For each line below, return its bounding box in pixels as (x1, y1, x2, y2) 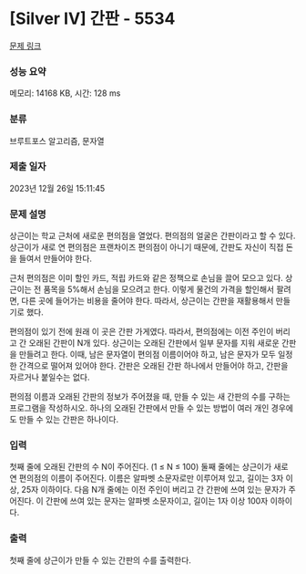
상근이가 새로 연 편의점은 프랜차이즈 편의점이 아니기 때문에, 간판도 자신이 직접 (9, 242, 284, 253)
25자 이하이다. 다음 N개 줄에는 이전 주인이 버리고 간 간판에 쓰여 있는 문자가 (21, 485, 287, 496)
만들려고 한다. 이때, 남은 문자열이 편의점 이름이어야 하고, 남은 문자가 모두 (18, 349, 276, 360)
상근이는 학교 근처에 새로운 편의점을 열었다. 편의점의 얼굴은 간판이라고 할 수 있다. (9, 230, 296, 242)
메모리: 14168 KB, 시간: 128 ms (9, 88, 121, 99)
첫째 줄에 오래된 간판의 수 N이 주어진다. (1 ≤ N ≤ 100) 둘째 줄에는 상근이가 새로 (9, 462, 289, 473)
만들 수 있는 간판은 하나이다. (18, 414, 119, 425)
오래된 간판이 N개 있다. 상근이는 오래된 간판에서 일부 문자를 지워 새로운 (28, 338, 280, 349)
